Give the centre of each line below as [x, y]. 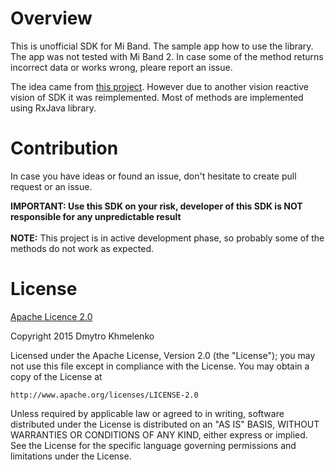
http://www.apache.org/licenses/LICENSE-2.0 [104, 395]
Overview [51, 18]
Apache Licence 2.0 [51, 316]
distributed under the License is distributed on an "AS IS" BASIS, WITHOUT [165, 424]
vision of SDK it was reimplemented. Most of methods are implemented [157, 97]
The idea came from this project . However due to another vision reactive [159, 86]
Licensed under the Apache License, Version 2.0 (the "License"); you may [163, 355]
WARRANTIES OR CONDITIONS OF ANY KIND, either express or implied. [159, 434]
